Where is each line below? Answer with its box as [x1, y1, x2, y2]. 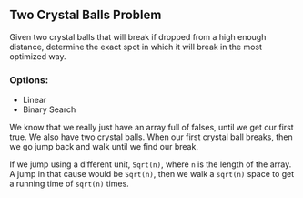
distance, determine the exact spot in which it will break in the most [9, 41, 262, 52]
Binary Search [22, 104, 76, 115]
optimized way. [9, 50, 66, 62]
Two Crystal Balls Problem [9, 7, 162, 23]
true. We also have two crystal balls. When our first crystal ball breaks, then [9, 131, 293, 142]
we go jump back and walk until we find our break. [9, 141, 198, 152]
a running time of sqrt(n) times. [9, 178, 129, 190]
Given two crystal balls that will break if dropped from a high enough [9, 31, 267, 42]
